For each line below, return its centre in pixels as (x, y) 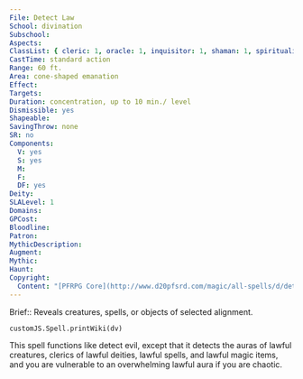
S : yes (30, 160)
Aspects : (26, 43)
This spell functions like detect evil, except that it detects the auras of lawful (151, 345)
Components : (32, 143)
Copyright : (30, 278)
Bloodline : (30, 227)
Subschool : (30, 34)
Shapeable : (30, 118)
